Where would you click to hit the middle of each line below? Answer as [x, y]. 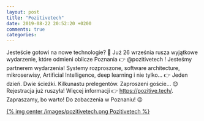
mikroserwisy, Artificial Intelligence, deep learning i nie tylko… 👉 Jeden [97, 75]
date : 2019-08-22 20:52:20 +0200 [49, 23]
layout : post [23, 12]
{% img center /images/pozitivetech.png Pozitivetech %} [78, 112]
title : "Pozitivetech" [35, 18]
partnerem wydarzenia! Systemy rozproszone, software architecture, [93, 68]
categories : [21, 35]
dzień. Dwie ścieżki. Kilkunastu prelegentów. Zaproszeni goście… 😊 [93, 84]
